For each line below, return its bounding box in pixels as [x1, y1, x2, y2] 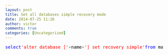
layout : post [5, 7, 32, 12]
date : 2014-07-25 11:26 [5, 16, 55, 21]
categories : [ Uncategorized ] [5, 30, 66, 35]
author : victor [5, 21, 37, 26]
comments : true [5, 26, 37, 31]
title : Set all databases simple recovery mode [5, 12, 106, 17]
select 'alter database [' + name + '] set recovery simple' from [5, 44, 156, 50]
